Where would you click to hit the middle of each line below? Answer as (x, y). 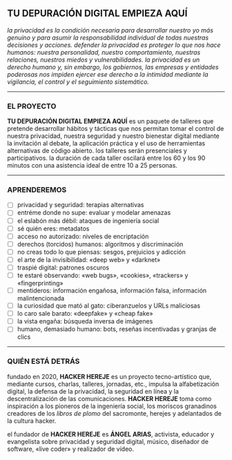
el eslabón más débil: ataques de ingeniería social (88, 220)
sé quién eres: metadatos (53, 228)
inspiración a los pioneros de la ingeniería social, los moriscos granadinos (112, 406)
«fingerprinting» (40, 283)
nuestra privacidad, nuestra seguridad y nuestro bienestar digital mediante (113, 136)
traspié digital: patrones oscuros (63, 267)
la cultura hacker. (32, 421)
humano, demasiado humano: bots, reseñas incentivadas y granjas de (117, 329)
